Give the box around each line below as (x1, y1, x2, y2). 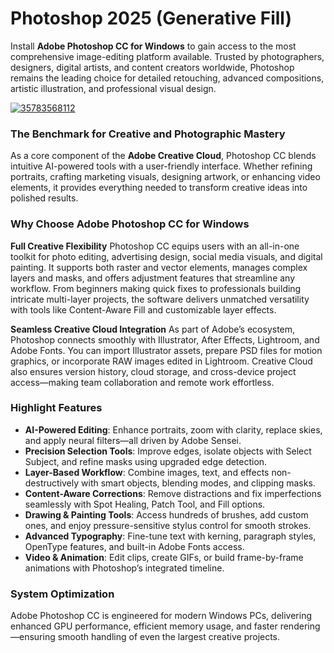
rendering (279, 620, 321, 632)
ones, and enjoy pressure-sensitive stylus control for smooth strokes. (24, 519, 312, 531)
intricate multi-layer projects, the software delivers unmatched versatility (10, 293, 310, 305)
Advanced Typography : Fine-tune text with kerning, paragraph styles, (24, 530, 317, 542)
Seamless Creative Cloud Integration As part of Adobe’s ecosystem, (10, 323, 296, 335)
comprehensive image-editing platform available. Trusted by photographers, (10, 50, 325, 62)
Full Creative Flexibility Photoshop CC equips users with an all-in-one (10, 240, 300, 252)
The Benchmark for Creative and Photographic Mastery (10, 127, 286, 141)
